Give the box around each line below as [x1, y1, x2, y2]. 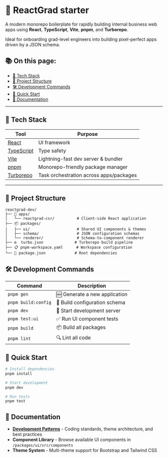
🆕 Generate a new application [56, 291, 127, 298]
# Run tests [5, 394, 30, 399]
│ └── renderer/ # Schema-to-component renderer [5, 236, 144, 241]
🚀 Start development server [56, 307, 121, 314]
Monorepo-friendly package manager [38, 163, 128, 170]
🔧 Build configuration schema [56, 299, 125, 306]
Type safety [38, 147, 66, 154]
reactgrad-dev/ [5, 207, 37, 213]
